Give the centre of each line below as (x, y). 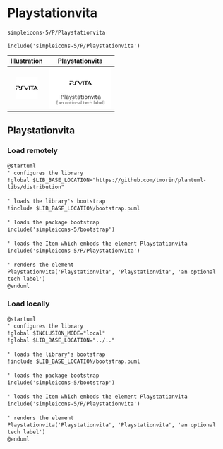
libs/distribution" (36, 187)
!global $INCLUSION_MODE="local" (56, 333)
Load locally (29, 304)
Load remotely (33, 150)
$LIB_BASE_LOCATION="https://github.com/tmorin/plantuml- (120, 180)
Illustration (27, 61)
